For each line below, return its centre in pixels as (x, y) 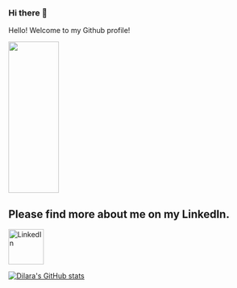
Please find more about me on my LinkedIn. (119, 214)
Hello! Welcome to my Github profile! (69, 31)
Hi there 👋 (28, 13)
